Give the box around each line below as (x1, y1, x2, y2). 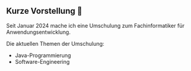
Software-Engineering (14, 58, 70, 65)
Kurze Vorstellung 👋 (6, 6, 83, 16)
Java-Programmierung (14, 52, 71, 59)
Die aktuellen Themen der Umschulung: (6, 40, 105, 47)
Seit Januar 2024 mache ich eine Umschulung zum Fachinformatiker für (6, 22, 185, 29)
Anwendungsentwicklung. (6, 28, 71, 35)
